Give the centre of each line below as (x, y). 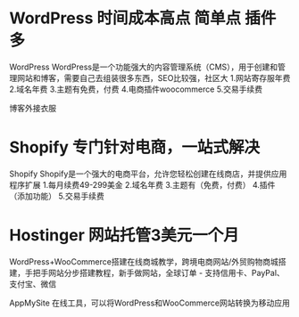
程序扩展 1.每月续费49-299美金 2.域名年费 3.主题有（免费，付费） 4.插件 (142, 184)
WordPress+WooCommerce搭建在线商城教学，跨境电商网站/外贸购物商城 (144, 261)
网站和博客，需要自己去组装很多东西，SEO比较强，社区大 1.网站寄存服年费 (154, 77)
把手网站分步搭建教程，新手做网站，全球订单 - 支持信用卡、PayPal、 (159, 272)
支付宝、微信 (33, 284)
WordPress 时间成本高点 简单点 (125, 18)
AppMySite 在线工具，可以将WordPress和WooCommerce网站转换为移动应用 (149, 303)
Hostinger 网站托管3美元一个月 (124, 236)
